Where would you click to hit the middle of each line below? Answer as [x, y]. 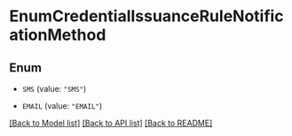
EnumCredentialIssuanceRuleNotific [146, 16]
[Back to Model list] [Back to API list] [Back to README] [111, 123]
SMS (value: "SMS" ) [54, 89]
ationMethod [58, 35]
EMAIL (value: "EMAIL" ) [62, 106]
